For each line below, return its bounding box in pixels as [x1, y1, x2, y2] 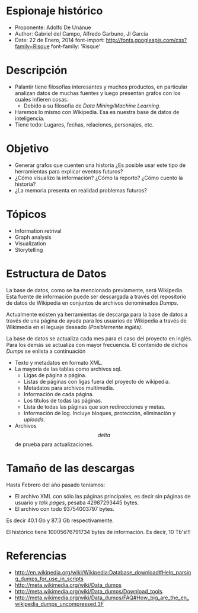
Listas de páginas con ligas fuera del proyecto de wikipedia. [23, 378, 171, 385]
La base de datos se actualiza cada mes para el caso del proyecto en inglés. [6, 334, 193, 342]
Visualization [14, 239, 46, 247]
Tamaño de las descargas [6, 462, 135, 475]
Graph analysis [14, 233, 52, 241]
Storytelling [14, 246, 43, 253]
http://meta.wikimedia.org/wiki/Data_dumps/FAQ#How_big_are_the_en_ [14, 594, 190, 601]
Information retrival [14, 227, 62, 234]
